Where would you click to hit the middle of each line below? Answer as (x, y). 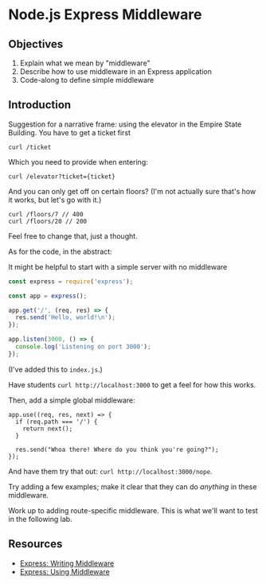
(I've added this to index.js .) (56, 369)
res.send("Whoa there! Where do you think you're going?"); (117, 450)
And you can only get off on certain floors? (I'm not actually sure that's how (132, 191)
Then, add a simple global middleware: (72, 400)
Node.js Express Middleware (105, 15)
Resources (35, 544)
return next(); (48, 428)
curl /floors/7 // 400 (46, 214)
